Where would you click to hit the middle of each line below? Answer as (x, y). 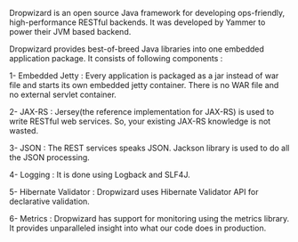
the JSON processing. (50, 157)
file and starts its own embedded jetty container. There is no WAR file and (144, 85)
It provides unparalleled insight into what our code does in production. (138, 228)
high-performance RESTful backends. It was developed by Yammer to (137, 22)
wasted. (24, 131)
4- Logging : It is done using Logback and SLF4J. (100, 174)
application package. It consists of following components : (116, 58)
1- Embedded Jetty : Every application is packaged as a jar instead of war (144, 76)
